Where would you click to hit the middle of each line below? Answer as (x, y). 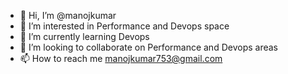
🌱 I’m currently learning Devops (84, 36)
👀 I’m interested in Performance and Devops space (124, 26)
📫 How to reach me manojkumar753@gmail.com (121, 58)
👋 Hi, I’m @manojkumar (68, 15)
